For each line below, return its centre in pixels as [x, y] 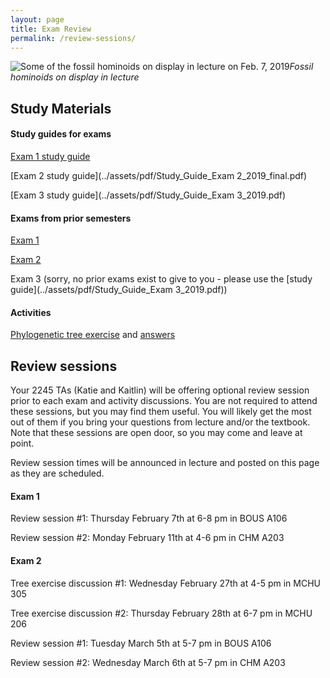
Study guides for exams [61, 134]
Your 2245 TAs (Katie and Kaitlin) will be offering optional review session [160, 390]
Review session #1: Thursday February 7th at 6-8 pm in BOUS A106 [149, 518]
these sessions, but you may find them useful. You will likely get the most [161, 412]
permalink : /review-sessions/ [73, 38]
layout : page [37, 19]
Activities [31, 312]
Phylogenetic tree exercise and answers [93, 335]
